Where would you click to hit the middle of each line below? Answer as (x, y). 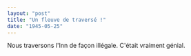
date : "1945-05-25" (35, 26)
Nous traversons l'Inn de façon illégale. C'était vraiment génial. (96, 46)
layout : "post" (29, 13)
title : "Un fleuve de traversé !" (57, 20)
